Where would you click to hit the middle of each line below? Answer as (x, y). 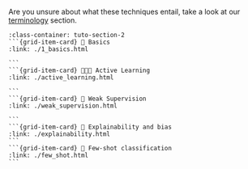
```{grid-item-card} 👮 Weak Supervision (78, 99)
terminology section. (43, 20)
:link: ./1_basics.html (49, 49)
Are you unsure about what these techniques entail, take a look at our (124, 12)
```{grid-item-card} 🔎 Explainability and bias (90, 127)
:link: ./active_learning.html (61, 78)
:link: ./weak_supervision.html (63, 106)
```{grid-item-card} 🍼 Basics (60, 42)
